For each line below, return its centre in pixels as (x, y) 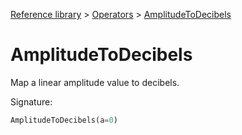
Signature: (31, 101)
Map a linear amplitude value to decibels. (95, 82)
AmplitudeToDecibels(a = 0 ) (64, 120)
